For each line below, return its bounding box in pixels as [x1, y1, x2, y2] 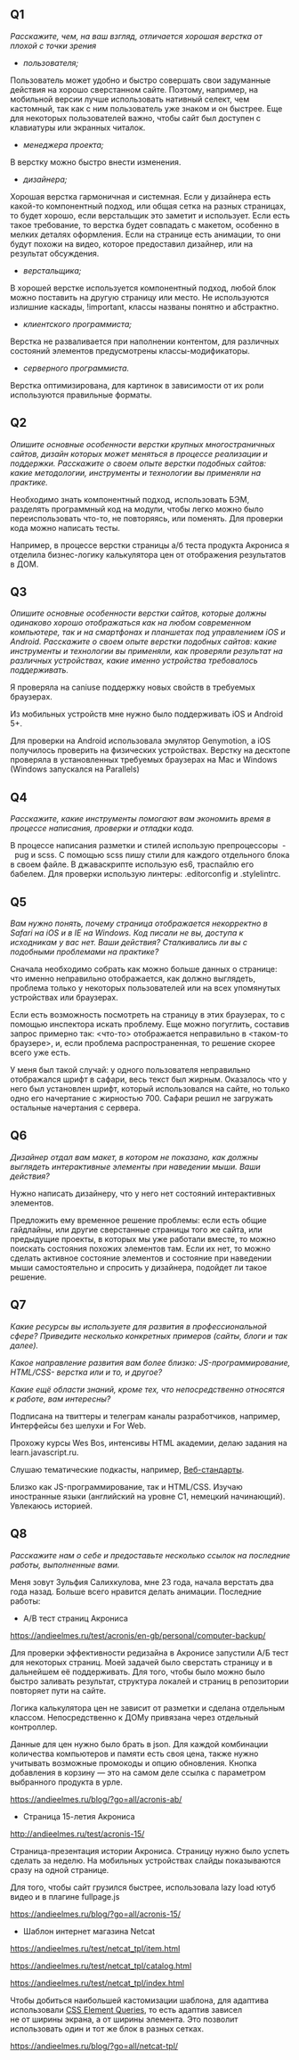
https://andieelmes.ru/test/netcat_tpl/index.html [10, 1977, 185, 1988]
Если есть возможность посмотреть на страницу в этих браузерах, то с [10, 1010, 286, 1020]
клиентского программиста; [22, 318, 133, 329]
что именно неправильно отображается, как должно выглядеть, [10, 973, 256, 984]
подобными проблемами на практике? [10, 946, 159, 957]
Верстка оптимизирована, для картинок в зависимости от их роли [10, 380, 264, 390]
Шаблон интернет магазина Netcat [22, 1925, 155, 1936]
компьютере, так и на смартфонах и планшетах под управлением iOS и [10, 627, 286, 638]
